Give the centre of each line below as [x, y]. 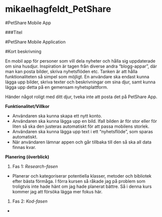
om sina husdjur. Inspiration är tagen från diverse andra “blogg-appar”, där [81, 66]
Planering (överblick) [27, 157]
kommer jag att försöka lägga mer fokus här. [57, 191]
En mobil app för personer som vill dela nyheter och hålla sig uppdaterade [80, 61]
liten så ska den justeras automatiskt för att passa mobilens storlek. [81, 126]
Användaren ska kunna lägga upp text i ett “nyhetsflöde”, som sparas [82, 131]
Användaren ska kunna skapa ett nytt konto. [57, 116]
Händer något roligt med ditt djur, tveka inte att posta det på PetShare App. [81, 97]
